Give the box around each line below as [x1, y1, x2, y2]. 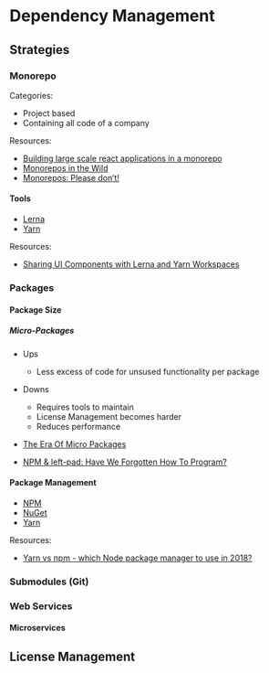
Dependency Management [9, 5, 216, 27]
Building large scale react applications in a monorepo [22, 153, 222, 164]
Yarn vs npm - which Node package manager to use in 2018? [22, 552, 253, 563]
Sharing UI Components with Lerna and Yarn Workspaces [22, 259, 240, 270]
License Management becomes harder [36, 411, 182, 422]
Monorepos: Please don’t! [22, 172, 120, 183]
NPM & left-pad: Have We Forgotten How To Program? [22, 456, 228, 467]
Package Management [9, 477, 98, 488]
